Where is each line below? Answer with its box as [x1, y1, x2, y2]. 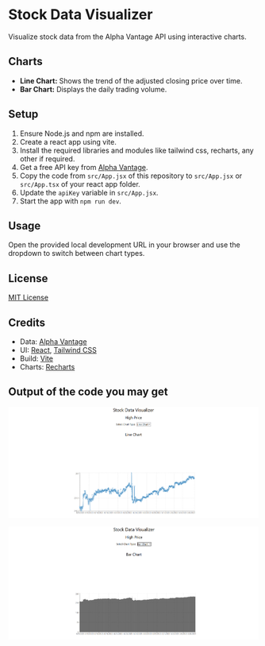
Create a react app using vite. [19, 137, 117, 146]
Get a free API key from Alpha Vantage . [19, 162, 148, 172]
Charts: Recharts [19, 362, 75, 371]
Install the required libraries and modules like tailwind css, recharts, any [19, 145, 254, 155]
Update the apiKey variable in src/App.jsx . [19, 188, 159, 197]
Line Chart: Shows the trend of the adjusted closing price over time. [19, 75, 243, 85]
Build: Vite [19, 354, 54, 363]
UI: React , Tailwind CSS [19, 346, 97, 354]
